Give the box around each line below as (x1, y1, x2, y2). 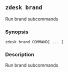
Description (5, 51, 34, 58)
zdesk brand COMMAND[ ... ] (5, 40, 64, 45)
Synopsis (5, 28, 28, 35)
